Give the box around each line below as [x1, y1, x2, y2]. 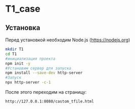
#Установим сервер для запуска [5, 66, 72, 71]
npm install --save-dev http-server [5, 70, 83, 75]
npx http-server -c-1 [5, 80, 51, 85]
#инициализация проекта [5, 56, 56, 61]
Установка [5, 23, 41, 32]
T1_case [5, 3, 41, 15]
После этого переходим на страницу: [5, 89, 87, 95]
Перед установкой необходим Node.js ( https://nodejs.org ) [5, 37, 130, 43]
